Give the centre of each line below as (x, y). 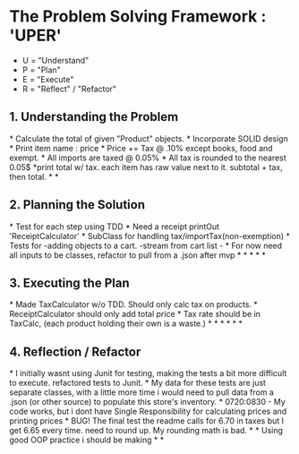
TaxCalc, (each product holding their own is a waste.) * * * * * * (126, 323)
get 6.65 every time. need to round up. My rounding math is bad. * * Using (146, 431)
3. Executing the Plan (69, 283)
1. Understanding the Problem (94, 117)
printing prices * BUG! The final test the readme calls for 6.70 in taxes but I (147, 421)
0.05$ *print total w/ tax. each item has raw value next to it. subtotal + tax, (146, 167)
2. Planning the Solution (77, 205)
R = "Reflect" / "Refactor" (69, 89)
